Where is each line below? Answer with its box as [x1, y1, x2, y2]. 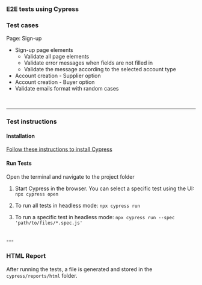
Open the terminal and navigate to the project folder [6, 173, 135, 180]
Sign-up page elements [14, 46, 73, 54]
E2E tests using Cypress [6, 5, 79, 13]
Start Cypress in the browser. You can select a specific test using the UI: [14, 185, 194, 192]
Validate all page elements [23, 53, 90, 60]
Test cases [6, 21, 39, 29]
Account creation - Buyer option [14, 78, 95, 86]
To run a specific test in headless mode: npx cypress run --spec [14, 213, 175, 220]
